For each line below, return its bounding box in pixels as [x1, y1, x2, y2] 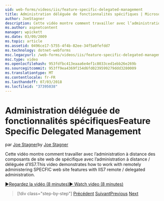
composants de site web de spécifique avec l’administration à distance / [5, 156, 150, 162]
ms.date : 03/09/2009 [5, 35, 47, 39]
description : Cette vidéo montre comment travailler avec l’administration [5, 20, 163, 26]
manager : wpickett [5, 30, 42, 35]
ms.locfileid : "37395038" [5, 84, 58, 89]
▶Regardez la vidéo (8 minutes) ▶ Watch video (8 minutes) [5, 181, 123, 187]
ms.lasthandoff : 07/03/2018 [5, 79, 62, 84]
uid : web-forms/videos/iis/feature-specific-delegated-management [5, 7, 143, 12]
